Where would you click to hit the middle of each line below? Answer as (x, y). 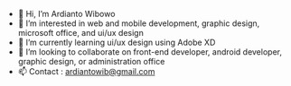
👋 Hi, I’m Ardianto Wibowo (66, 14)
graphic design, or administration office (91, 61)
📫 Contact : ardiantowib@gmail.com (86, 71)
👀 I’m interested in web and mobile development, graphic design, (139, 23)
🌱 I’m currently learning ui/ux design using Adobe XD (117, 42)
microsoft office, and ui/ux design (81, 33)
